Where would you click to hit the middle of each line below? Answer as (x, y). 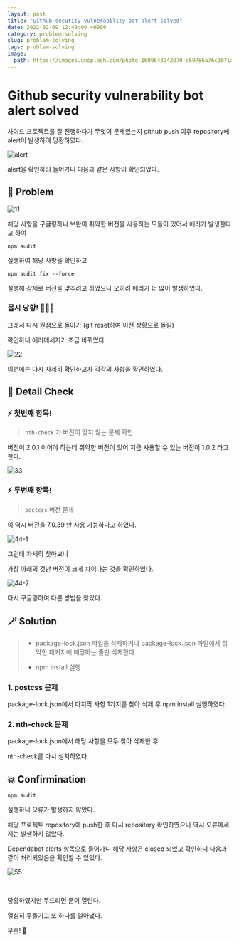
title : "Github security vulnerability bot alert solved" (95, 21)
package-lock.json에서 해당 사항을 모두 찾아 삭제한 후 (83, 741)
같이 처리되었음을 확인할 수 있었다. (55, 858)
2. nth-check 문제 (38, 724)
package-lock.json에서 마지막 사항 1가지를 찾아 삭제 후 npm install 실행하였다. (117, 704)
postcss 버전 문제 (49, 509)
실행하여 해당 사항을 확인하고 (47, 260)
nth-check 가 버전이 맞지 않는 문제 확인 (79, 432)
